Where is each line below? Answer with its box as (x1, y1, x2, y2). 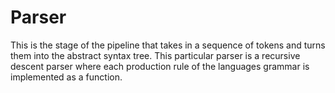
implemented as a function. (10, 71, 123, 83)
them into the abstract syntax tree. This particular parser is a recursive (10, 49, 301, 61)
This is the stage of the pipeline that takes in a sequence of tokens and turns (10, 39, 326, 51)
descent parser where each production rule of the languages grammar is (10, 60, 310, 72)
